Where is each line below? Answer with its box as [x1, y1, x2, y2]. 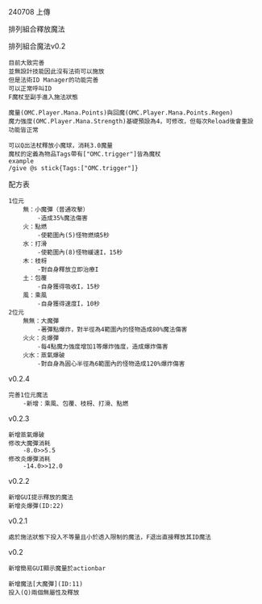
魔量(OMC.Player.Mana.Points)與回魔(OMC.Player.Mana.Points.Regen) [8, 109, 234, 117]
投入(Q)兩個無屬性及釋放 [8, 589, 80, 597]
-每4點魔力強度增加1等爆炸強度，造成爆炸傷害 [37, 343, 168, 351]
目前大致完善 [8, 59, 45, 67]
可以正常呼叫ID [8, 85, 52, 93]
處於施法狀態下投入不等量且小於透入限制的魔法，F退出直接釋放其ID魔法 [8, 533, 211, 541]
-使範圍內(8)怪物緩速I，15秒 [37, 248, 123, 256]
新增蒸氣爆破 [8, 431, 45, 439]
